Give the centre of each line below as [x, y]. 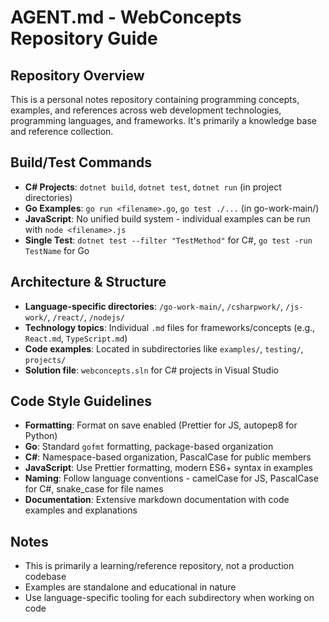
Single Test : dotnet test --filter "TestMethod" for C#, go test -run [168, 240]
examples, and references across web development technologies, [146, 110]
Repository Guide [84, 38]
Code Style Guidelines [81, 401]
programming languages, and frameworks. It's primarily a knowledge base [163, 120]
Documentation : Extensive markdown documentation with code [157, 500]
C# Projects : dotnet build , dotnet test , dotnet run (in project [153, 187]
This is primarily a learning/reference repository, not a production [159, 566]
